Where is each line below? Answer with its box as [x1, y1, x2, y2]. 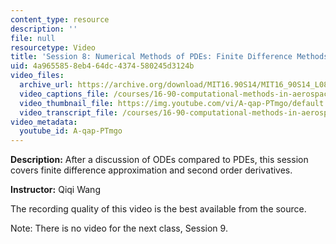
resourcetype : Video [10, 42, 97, 53]
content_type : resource [10, 14, 110, 25]
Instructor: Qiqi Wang [10, 184, 101, 196]
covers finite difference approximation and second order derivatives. [10, 164, 293, 176]
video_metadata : [10, 117, 78, 127]
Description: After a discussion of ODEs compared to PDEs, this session [10, 154, 309, 166]
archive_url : [19, 80, 74, 90]
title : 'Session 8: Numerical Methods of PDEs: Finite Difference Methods [10, 52, 329, 62]
